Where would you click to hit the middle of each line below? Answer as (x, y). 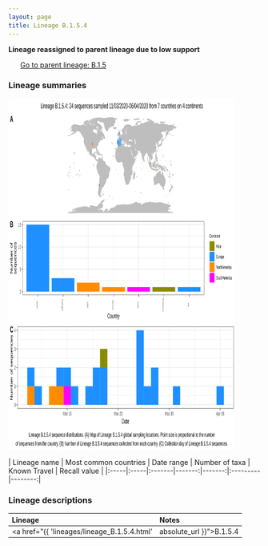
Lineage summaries (48, 86)
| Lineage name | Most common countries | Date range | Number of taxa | (129, 462)
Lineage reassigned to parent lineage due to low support (104, 49)
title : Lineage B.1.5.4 (48, 25)
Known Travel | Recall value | (56, 471)
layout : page (30, 17)
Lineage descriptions (50, 499)
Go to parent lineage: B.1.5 (63, 65)
